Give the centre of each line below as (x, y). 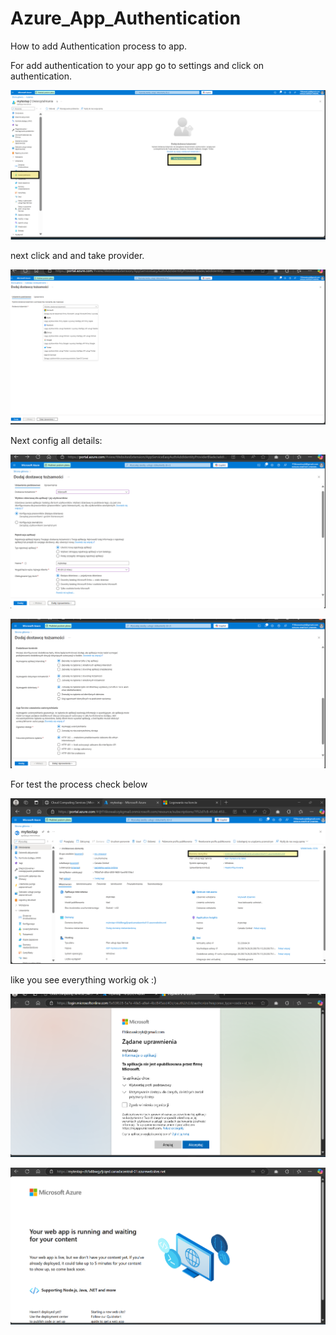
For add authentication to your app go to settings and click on (137, 65)
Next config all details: (56, 441)
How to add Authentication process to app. (99, 46)
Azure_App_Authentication (126, 18)
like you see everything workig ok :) (84, 980)
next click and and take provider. (77, 256)
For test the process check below (79, 784)
